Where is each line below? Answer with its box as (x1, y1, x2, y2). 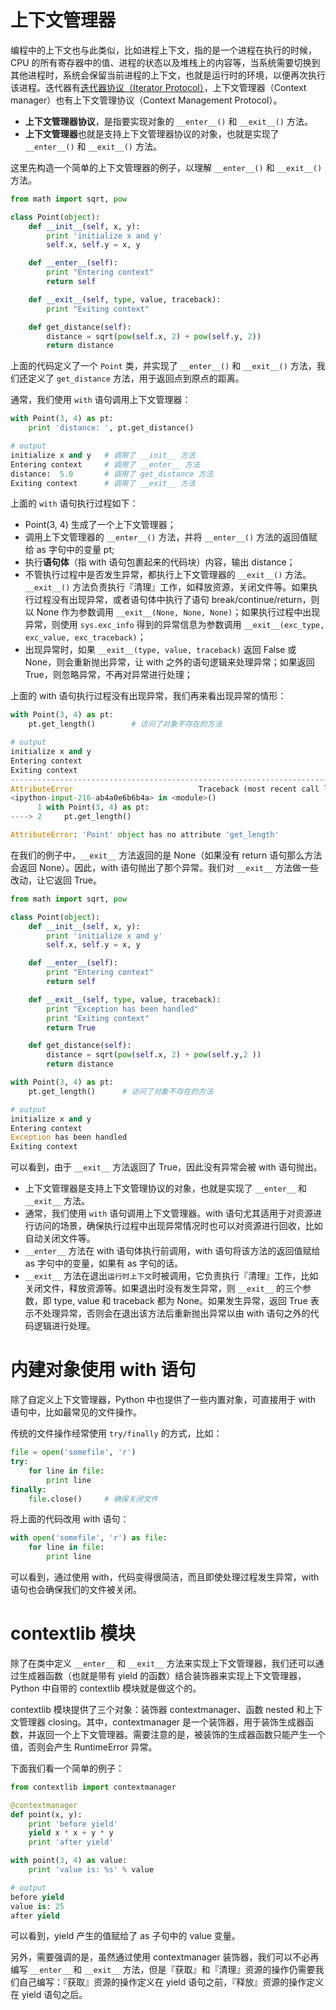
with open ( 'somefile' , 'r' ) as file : (10, 1533, 168, 1543)
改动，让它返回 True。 (10, 874, 102, 886)
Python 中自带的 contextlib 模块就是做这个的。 (10, 1682, 202, 1694)
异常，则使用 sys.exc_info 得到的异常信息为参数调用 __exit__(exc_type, (24, 619, 325, 631)
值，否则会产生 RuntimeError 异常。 (10, 1741, 158, 1753)
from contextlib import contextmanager (10, 1782, 177, 1792)
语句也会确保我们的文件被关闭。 (10, 1584, 142, 1595)
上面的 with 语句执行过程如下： (10, 497, 139, 510)
